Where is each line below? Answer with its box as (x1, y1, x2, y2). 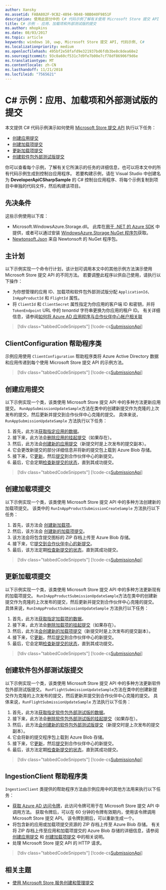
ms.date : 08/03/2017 (5, 30, 48, 35)
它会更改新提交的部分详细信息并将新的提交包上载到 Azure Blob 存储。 (12, 447, 154, 453)
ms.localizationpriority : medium (5, 44, 74, 49)
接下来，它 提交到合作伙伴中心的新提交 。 (12, 541, 95, 547)
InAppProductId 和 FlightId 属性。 (12, 295, 83, 301)
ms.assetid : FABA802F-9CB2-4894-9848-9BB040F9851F (5, 12, 112, 17)
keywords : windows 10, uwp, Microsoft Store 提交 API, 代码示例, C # (5, 40, 145, 45)
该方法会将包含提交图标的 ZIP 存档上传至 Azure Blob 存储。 (12, 534, 133, 540)
